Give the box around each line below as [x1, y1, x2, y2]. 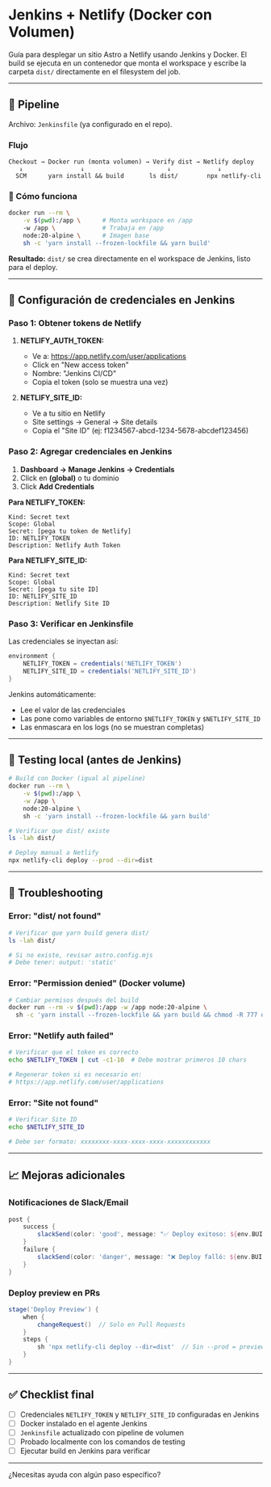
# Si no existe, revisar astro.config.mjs [8, 951, 153, 959]
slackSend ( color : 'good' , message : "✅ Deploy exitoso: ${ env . [37, 1231, 252, 1239]
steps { [23, 1336, 48, 1344]
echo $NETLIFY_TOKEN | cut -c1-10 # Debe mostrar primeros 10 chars [8, 1056, 248, 1064]
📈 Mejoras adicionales [8, 1168, 126, 1182]
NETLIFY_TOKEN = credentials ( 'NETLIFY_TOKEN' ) [23, 659, 182, 668]
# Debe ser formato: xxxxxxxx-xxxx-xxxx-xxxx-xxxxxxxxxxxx [8, 1138, 211, 1146]
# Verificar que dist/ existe [8, 826, 110, 834]
